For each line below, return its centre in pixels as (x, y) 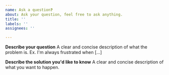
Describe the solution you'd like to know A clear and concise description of (84, 62)
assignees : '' (20, 28)
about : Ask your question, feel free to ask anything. (64, 14)
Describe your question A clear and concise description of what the (76, 47)
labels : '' (17, 24)
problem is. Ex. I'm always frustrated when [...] (54, 52)
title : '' (16, 19)
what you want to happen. (32, 67)
